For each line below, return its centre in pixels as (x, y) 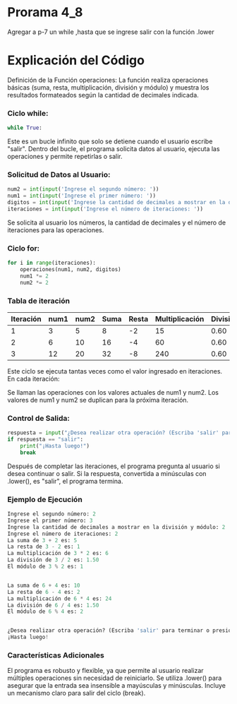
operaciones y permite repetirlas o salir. (65, 157)
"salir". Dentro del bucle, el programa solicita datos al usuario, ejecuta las (114, 149)
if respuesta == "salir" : (45, 440)
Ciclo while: (28, 113)
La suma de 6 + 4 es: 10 (44, 585)
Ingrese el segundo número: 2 (52, 514)
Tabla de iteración (39, 301)
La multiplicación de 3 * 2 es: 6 (58, 554)
